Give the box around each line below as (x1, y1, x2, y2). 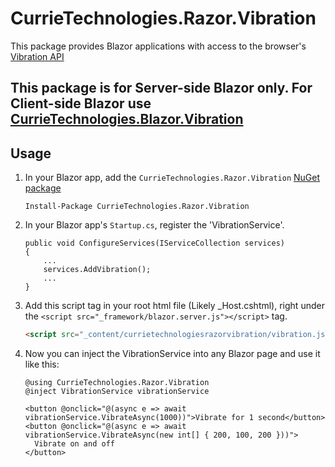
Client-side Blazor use (10, 95, 152, 112)
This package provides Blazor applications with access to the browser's (10, 40, 307, 52)
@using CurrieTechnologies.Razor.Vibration (24, 378, 210, 388)
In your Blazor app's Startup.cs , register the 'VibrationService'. (24, 219, 285, 231)
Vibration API (10, 50, 65, 62)
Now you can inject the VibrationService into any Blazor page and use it (24, 348, 321, 360)
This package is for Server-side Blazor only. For (10, 80, 313, 97)
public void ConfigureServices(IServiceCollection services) (24, 238, 286, 249)
